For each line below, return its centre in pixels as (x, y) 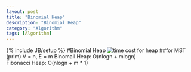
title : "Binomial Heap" (36, 17)
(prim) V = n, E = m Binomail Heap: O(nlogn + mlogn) (71, 57)
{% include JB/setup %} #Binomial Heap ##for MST (96, 50)
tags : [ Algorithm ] (29, 34)
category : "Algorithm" (34, 28)
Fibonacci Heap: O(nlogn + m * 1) (47, 63)
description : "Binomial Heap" (44, 22)
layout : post (22, 12)
